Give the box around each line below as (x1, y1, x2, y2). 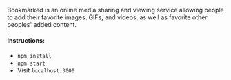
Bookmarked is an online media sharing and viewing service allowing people (7, 6, 224, 14)
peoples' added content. (7, 21, 77, 28)
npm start (17, 60, 46, 68)
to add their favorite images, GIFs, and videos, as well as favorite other (7, 13, 208, 21)
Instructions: (7, 36, 46, 44)
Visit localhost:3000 (17, 66, 75, 74)
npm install (17, 53, 52, 60)
